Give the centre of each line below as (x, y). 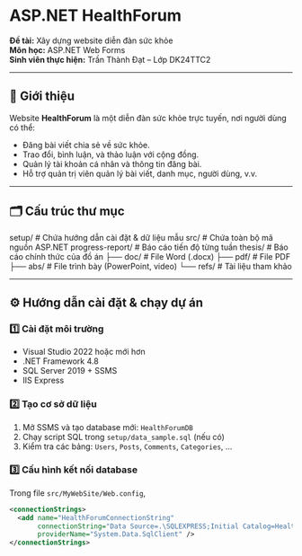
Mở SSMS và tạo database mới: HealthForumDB (107, 427)
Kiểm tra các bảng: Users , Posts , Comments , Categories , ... (127, 446)
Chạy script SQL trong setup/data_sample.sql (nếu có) (123, 437)
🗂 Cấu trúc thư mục (67, 212)
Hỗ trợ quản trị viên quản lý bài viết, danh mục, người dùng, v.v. (140, 173)
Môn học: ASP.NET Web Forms (67, 49)
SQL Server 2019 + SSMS (70, 371)
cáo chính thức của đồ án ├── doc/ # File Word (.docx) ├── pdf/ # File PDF (150, 256)
